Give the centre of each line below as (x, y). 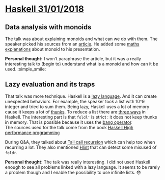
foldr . (11, 152)
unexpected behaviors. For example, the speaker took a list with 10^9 (75, 101)
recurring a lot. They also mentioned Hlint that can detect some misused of (81, 147)
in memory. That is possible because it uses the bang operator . (69, 122)
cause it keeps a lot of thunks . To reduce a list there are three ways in (75, 112)
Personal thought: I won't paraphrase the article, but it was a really (73, 59)
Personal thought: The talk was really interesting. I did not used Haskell (78, 162)
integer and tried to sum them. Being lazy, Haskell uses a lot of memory (77, 107)
